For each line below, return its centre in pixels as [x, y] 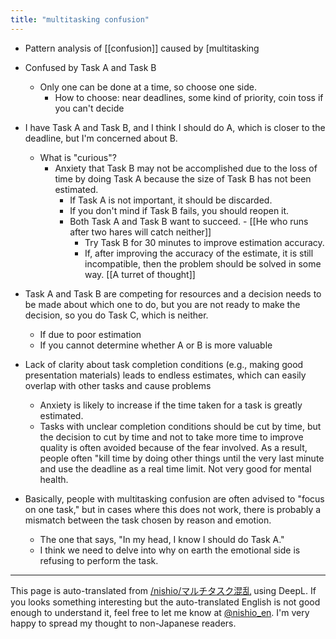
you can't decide [89, 108]
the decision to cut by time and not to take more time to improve [171, 437]
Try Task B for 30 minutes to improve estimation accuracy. [204, 242]
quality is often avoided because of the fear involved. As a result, [173, 447]
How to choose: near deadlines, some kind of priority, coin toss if [189, 97]
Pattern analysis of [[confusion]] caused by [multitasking [142, 48]
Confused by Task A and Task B [90, 67]
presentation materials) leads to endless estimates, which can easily [165, 375]
